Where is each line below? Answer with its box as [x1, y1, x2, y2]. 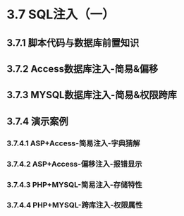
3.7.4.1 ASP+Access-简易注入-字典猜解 [6, 138, 140, 148]
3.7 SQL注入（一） [6, 6, 115, 23]
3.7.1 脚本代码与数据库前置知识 [6, 37, 140, 49]
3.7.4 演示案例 [6, 115, 68, 127]
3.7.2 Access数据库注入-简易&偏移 [6, 63, 159, 75]
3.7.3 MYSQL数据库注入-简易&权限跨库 [6, 89, 178, 101]
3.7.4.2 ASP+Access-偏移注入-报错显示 [6, 159, 142, 169]
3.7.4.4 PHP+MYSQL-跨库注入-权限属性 [6, 200, 143, 210]
